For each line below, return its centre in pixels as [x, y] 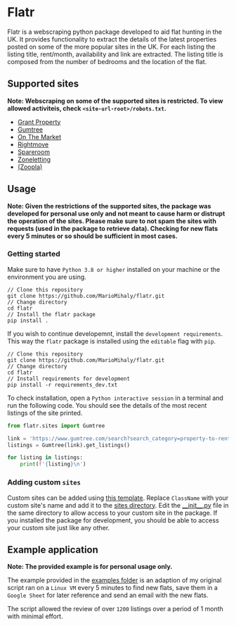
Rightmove [33, 144]
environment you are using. [47, 277]
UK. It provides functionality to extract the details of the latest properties [112, 39]
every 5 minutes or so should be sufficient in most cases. [92, 236]
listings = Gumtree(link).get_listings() [69, 445]
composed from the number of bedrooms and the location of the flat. [107, 61]
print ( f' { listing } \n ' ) [53, 464]
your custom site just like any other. [59, 527]
